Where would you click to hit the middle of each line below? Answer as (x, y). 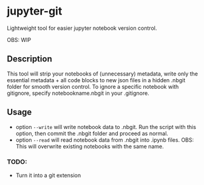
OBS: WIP (19, 40)
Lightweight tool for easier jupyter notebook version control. (82, 28)
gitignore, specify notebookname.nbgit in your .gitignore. (78, 93)
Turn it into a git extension (48, 175)
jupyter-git (35, 11)
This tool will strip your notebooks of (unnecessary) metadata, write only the (102, 74)
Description (29, 59)
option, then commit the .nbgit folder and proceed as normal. (92, 133)
